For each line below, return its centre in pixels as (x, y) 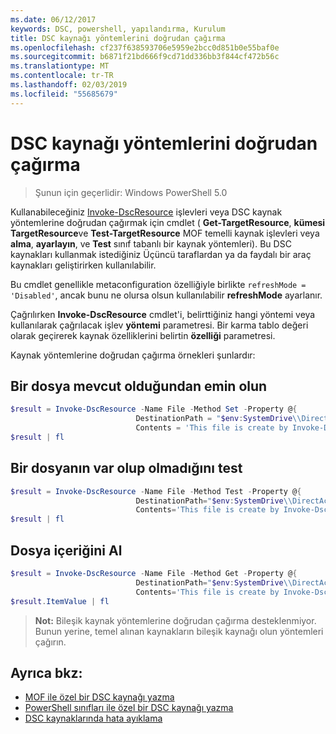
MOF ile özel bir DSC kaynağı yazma (99, 697)
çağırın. (50, 642)
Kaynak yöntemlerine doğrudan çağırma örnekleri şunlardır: (133, 355)
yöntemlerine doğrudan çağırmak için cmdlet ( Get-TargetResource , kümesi (168, 222)
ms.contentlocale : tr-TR (62, 76)
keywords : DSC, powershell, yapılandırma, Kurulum (118, 29)
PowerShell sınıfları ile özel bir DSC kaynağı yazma (129, 708)
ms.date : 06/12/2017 (53, 19)
